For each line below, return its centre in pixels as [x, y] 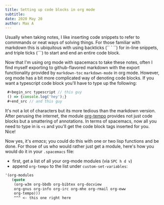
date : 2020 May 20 [24, 19]
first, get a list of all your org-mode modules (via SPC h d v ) [72, 161]
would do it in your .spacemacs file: [40, 151]
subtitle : [15, 14]
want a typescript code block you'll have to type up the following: [71, 83]
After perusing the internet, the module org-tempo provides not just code [79, 116]
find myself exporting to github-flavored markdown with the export [72, 68]
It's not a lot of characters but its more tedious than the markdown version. [80, 110]
